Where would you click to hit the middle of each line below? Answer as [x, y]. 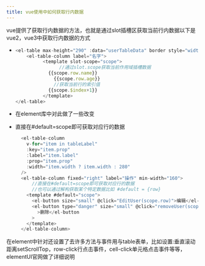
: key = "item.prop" [49, 150]
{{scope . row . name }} [73, 73]
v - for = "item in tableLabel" [62, 144]
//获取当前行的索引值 [77, 84]
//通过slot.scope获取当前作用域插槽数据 [105, 68]
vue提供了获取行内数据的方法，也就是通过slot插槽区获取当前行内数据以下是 [101, 30]
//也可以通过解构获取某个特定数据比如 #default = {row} [96, 190]
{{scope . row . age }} [77, 79]
